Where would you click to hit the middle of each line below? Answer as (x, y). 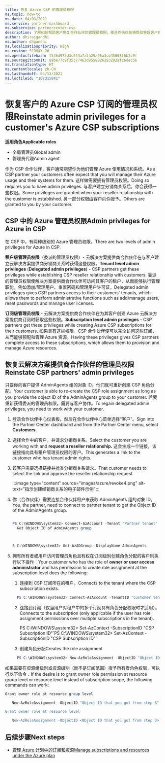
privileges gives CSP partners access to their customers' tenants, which (78, 293)
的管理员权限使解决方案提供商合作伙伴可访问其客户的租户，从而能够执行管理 (82, 281)
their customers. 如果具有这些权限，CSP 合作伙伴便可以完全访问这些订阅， (81, 331)
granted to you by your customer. (39, 204)
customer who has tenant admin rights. (52, 458)
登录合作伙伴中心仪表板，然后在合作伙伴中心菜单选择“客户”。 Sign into (83, 419)
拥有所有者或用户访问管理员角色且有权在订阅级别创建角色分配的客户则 (83, 555)
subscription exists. (39, 588)
